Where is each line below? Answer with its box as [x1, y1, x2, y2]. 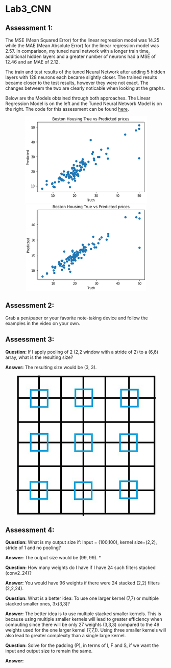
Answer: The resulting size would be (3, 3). [5, 364, 97, 370]
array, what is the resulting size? [5, 354, 74, 360]
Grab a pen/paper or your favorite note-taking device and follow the [5, 315, 148, 321]
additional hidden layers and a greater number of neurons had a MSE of [5, 53, 156, 59]
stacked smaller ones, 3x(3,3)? [5, 601, 70, 607]
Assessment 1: [5, 24, 53, 32]
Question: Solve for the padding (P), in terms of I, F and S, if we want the [5, 642, 159, 649]
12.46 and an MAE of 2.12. [5, 59, 60, 65]
